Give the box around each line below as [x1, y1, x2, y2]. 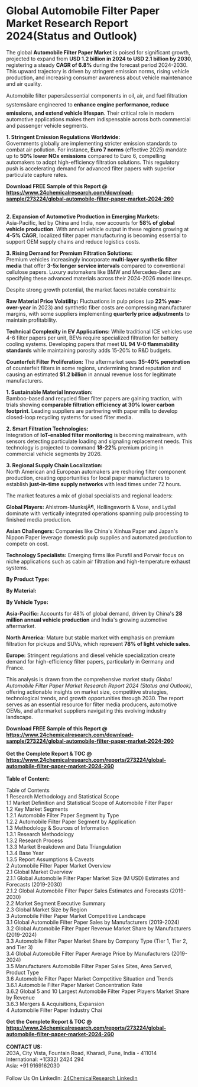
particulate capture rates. [6, 171, 68, 178]
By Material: [6, 587, 37, 594]
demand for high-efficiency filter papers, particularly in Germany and [6, 658, 174, 665]
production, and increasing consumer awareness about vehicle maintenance [6, 74, 193, 81]
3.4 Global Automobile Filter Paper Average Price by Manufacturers [6, 950, 170, 957]
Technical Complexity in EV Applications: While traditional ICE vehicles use [6, 328, 193, 335]
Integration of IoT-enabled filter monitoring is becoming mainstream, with [6, 431, 187, 438]
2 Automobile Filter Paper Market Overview [6, 862, 111, 869]
